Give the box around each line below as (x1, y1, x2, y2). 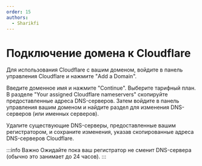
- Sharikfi (12, 20, 39, 26)
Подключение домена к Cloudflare (6, 46, 191, 60)
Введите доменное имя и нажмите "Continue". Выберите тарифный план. (6, 84, 196, 91)
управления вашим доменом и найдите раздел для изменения (6, 104, 170, 111)
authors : (6, 15, 29, 21)
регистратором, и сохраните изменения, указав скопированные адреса (6, 128, 194, 136)
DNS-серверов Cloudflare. (6, 134, 75, 142)
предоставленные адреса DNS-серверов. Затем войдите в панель (6, 98, 180, 105)
